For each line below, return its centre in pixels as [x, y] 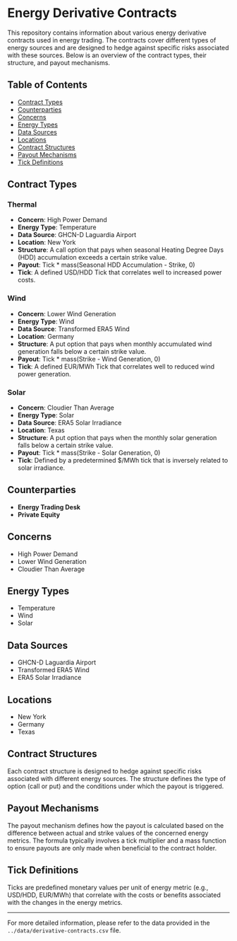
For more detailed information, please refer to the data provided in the [109, 923]
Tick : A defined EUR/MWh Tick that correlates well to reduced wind [116, 366]
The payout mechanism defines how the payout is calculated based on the [116, 825]
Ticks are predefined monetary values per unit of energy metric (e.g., [108, 887]
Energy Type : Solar [46, 415]
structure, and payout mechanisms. [59, 62]
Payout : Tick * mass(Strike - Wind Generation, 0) [89, 359]
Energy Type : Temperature [57, 227]
